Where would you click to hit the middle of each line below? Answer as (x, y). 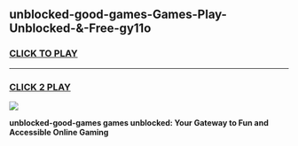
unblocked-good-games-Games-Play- (118, 15)
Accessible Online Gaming (59, 132)
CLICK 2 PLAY (40, 87)
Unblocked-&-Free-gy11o (80, 29)
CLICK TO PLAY (43, 54)
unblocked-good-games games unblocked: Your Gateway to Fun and (139, 122)
